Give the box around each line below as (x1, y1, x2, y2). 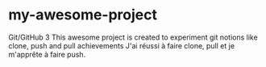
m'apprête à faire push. (8, 49, 86, 59)
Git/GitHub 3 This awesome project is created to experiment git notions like (8, 32, 258, 42)
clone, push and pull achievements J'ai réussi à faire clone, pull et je (8, 40, 235, 50)
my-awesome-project (8, 6, 157, 24)
